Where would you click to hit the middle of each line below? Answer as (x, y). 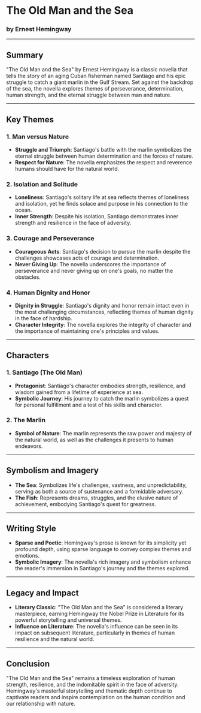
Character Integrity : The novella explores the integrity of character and (103, 324)
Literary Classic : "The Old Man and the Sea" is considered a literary (99, 607)
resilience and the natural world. (54, 639)
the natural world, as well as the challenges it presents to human (94, 440)
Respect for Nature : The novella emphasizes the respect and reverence (103, 162)
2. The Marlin (26, 420)
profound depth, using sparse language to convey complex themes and (103, 549)
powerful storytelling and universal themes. (68, 620)
